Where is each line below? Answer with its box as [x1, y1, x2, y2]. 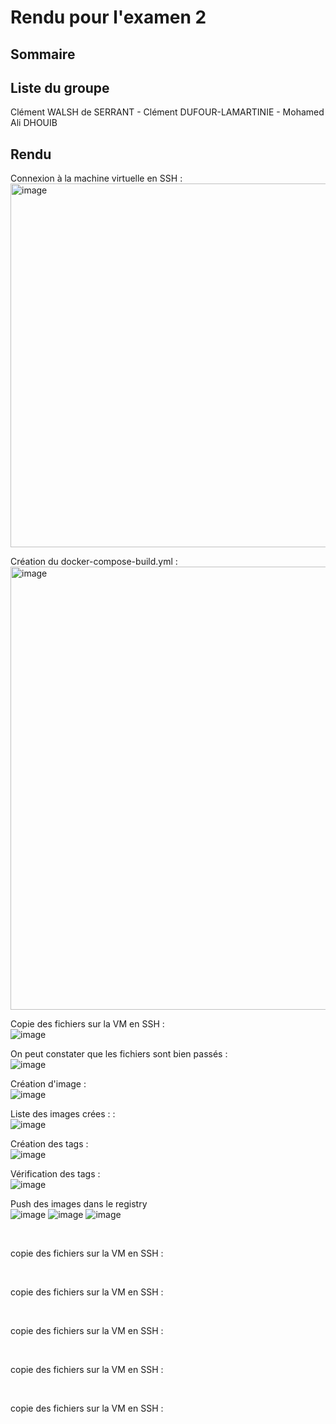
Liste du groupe [10, 79, 110, 96]
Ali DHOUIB [10, 117, 58, 129]
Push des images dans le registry [10, 1198, 148, 1210]
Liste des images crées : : [10, 1108, 116, 1120]
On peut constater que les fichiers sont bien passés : [10, 1048, 228, 1060]
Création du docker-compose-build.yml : [10, 556, 178, 568]
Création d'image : [10, 1078, 87, 1090]
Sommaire [10, 46, 76, 63]
